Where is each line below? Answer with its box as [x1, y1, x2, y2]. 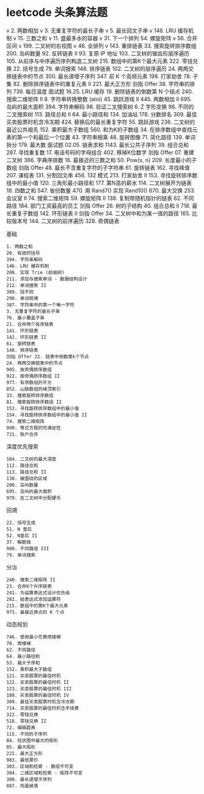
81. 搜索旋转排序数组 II [6, 399, 62, 405]
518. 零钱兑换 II [6, 718, 47, 724]
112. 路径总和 [6, 463, 38, 469]
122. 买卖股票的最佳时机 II [6, 679, 69, 686]
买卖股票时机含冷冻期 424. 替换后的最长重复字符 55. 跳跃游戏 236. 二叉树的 [6, 118, 195, 126]
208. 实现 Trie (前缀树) [6, 269, 65, 275]
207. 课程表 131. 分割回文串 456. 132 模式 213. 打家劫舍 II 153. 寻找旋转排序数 [6, 171, 198, 179]
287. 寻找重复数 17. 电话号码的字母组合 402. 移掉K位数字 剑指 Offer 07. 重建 [6, 149, 194, 156]
